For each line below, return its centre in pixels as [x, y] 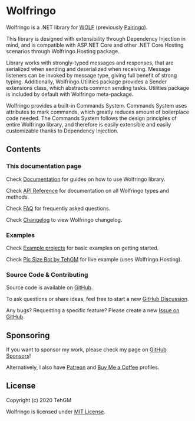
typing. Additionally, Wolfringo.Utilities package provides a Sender [87, 82]
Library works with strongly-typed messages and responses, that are [90, 63]
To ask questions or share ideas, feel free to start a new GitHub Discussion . [97, 299]
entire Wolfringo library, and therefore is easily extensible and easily [89, 124]
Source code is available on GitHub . [49, 287]
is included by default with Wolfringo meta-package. [70, 94]
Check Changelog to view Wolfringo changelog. [64, 219]
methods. [18, 197]
